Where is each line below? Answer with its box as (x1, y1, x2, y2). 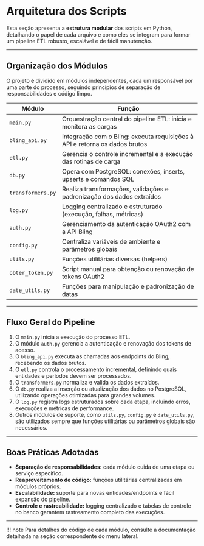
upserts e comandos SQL (61, 175, 135, 183)
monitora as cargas (61, 122, 117, 130)
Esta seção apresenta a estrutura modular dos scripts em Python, (6, 24, 172, 32)
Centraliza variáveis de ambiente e (61, 237, 161, 246)
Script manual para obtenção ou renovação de (61, 264, 194, 273)
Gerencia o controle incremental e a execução (61, 149, 193, 158)
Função (117, 104, 140, 113)
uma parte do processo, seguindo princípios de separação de (6, 83, 161, 91)
